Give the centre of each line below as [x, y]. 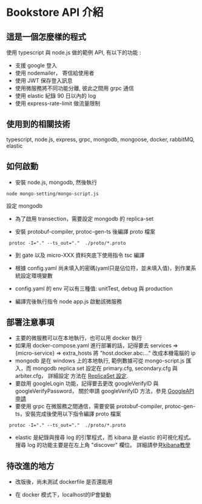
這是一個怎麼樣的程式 [46, 37]
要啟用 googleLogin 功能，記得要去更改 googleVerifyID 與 [87, 384]
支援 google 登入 [36, 65]
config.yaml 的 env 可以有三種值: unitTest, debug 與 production [94, 288]
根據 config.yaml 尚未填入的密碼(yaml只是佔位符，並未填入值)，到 [98, 268]
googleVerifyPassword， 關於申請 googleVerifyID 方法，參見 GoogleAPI [105, 391]
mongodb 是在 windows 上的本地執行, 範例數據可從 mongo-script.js [100, 361]
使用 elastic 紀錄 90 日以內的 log [56, 96]
